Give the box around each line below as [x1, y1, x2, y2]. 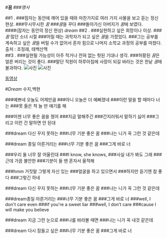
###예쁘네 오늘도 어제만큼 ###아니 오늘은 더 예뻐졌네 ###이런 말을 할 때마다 [5, 97, 155, 102]
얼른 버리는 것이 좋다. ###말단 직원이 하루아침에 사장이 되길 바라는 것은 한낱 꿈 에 [5, 59, 162, 64]
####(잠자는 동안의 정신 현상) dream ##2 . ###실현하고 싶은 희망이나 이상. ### [5, 27, 162, 33]
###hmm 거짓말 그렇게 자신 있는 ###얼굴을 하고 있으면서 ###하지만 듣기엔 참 [5, 169, 157, 174]
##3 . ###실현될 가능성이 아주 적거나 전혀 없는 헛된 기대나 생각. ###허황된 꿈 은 [5, 52, 160, 58]
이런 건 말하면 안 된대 [14, 120, 56, 126]
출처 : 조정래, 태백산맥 [5, 46, 48, 52]
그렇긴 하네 [18, 175, 40, 181]
